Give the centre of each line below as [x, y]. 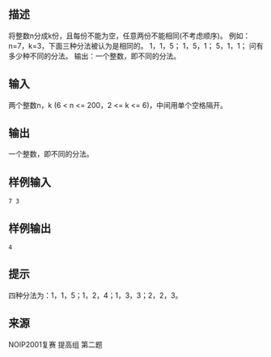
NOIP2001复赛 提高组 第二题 [55, 344]
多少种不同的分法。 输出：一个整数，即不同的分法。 [94, 56]
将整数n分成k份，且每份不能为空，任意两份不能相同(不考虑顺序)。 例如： [129, 36]
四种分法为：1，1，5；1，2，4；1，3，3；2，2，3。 [95, 295]
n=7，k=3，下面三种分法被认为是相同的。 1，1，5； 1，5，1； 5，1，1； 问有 [136, 45]
